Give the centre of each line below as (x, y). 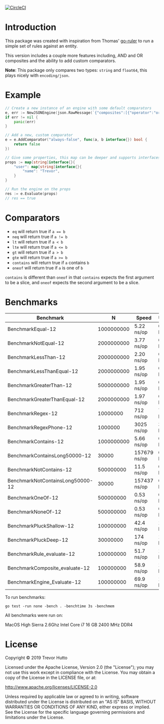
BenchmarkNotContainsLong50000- (50, 481)
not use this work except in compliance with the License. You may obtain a (80, 673)
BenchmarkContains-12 (36, 441)
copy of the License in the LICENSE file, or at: (51, 678)
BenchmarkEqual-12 (32, 329)
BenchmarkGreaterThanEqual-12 (46, 399)
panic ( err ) (25, 122)
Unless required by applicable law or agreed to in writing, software (72, 697)
